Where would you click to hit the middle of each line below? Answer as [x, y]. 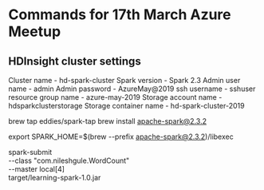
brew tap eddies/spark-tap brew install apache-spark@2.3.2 [108, 121]
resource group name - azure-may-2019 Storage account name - [115, 97]
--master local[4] [37, 169]
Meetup [35, 32]
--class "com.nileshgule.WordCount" [69, 160]
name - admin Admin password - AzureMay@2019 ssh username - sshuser [132, 89]
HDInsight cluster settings [75, 61]
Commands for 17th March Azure [120, 15]
